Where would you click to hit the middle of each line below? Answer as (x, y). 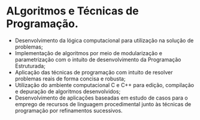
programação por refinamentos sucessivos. (69, 110)
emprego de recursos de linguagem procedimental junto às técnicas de (103, 104)
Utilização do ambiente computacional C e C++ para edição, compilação (104, 85)
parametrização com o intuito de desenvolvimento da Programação (98, 59)
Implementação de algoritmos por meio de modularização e (89, 53)
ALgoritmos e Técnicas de (72, 11)
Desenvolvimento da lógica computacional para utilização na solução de (104, 40)
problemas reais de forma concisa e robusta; (70, 79)
